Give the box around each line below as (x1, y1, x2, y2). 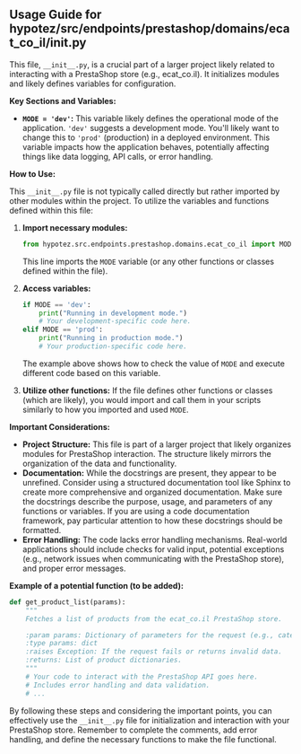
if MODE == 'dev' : (21, 300, 91, 309)
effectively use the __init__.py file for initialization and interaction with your (9, 715, 290, 725)
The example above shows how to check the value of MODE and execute (21, 358, 285, 369)
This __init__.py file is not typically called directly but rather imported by (9, 186, 280, 197)
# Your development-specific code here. (39, 317, 192, 326)
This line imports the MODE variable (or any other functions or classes (21, 256, 275, 267)
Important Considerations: (9, 421, 110, 432)
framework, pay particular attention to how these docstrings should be (21, 515, 283, 526)
